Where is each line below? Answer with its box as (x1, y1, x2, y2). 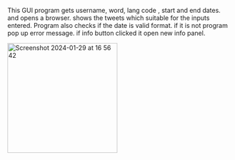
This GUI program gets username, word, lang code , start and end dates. (7, 6, 221, 14)
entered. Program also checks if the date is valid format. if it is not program (7, 21, 229, 29)
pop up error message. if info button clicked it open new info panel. (7, 29, 206, 37)
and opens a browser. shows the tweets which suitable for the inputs (7, 14, 210, 22)
